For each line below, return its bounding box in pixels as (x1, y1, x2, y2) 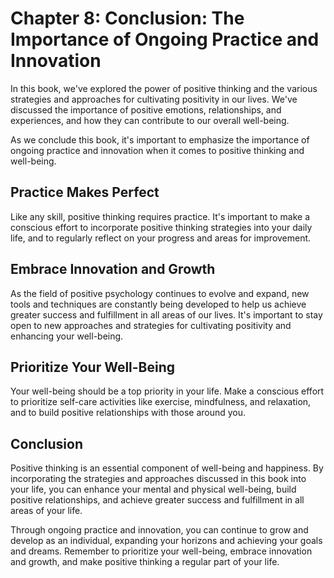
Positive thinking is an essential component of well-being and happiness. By (10, 462, 324, 474)
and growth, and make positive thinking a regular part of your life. (10, 556, 280, 568)
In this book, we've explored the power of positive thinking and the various (10, 82, 318, 94)
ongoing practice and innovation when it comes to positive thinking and (10, 144, 305, 156)
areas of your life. (10, 505, 83, 517)
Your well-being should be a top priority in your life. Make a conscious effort (10, 385, 325, 397)
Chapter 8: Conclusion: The (10, 7, 245, 30)
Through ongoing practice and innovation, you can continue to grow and (10, 524, 309, 536)
